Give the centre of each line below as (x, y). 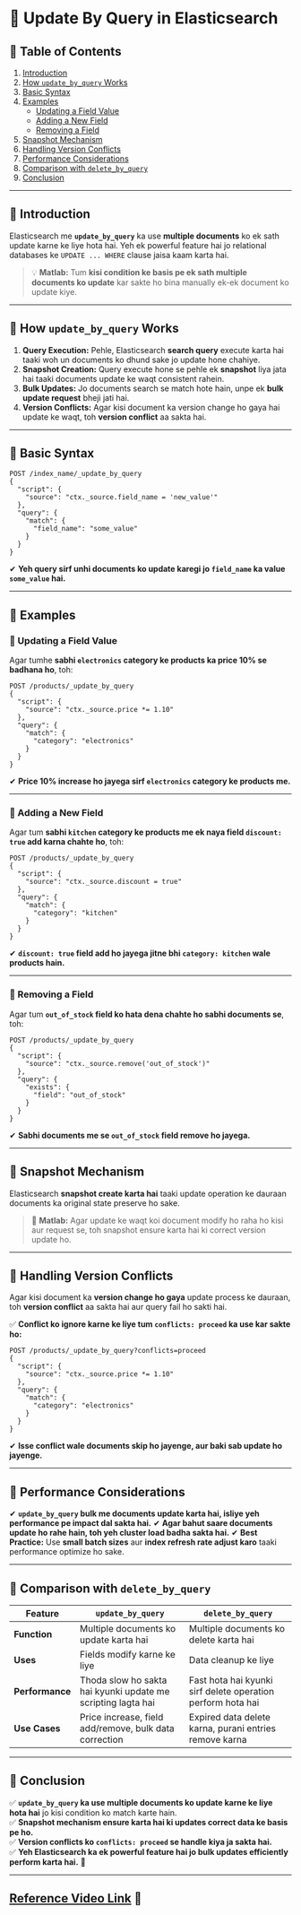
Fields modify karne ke (128, 1654)
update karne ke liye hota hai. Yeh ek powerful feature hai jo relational (138, 245)
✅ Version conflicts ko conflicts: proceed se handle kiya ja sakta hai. (141, 1841)
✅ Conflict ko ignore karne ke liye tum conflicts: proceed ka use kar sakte (150, 1324)
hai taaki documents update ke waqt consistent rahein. (123, 378)
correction (101, 1739)
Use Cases (37, 1728)
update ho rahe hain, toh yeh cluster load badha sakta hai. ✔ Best (133, 1533)
